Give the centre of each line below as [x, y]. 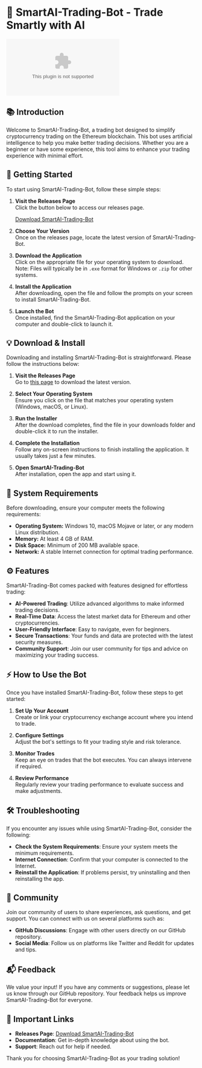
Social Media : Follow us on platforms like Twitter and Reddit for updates [104, 943]
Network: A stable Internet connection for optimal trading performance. [104, 552]
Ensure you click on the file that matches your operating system [94, 400]
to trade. [26, 723]
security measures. [39, 642]
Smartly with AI [46, 25]
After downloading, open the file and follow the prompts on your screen [104, 293]
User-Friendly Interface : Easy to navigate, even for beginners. [93, 629]
